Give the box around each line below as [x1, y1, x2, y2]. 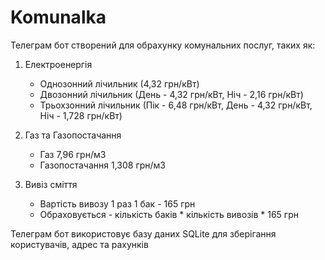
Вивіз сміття [24, 178, 78, 190]
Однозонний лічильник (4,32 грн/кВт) [39, 77, 200, 90]
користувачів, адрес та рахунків [10, 238, 149, 250]
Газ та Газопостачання [24, 129, 122, 141]
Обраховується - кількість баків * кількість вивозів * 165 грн [39, 208, 299, 220]
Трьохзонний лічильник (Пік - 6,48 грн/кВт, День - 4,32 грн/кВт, [39, 99, 313, 111]
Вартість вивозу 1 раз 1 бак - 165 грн [39, 197, 196, 210]
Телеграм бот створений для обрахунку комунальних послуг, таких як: [10, 39, 316, 51]
